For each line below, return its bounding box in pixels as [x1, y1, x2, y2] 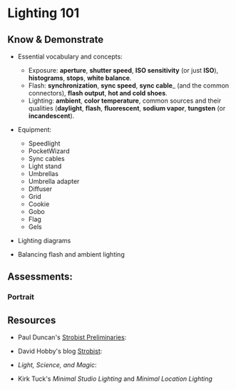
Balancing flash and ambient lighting [17, 250, 125, 258]
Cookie [28, 200, 50, 208]
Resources [7, 314, 56, 326]
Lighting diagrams [17, 237, 71, 245]
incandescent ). [28, 112, 75, 120]
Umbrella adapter [28, 177, 80, 185]
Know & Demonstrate [7, 34, 104, 46]
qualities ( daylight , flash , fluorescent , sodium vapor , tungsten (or [28, 104, 226, 112]
